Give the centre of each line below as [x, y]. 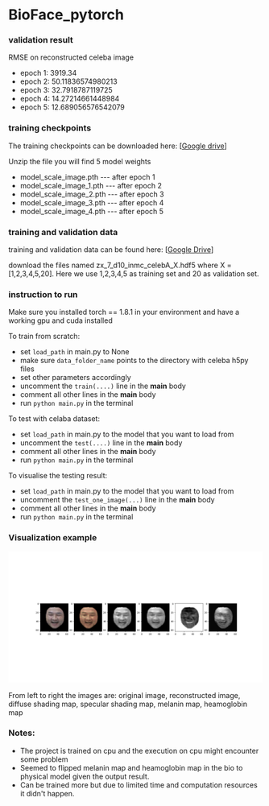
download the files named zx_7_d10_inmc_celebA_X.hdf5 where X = [120, 265]
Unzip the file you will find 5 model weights [80, 161]
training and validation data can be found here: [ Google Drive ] [111, 250]
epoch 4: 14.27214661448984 [70, 99]
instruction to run [43, 294]
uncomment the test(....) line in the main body [101, 443]
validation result [41, 40]
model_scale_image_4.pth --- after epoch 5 [91, 211]
